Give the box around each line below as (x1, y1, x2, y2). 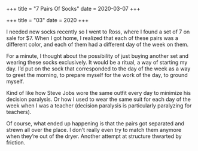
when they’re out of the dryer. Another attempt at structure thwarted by (6, 132, 182, 140)
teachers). (6, 109, 32, 115)
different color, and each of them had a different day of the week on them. (6, 41, 189, 48)
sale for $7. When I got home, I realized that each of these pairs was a (6, 35, 178, 41)
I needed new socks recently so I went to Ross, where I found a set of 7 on (6, 28, 190, 35)
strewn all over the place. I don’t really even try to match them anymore (6, 127, 182, 133)
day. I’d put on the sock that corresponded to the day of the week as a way (6, 65, 191, 72)
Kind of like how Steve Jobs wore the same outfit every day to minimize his (6, 90, 191, 96)
